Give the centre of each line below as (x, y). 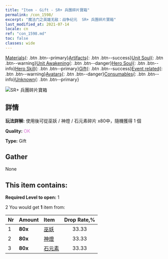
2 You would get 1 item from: (35, 208)
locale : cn (17, 29)
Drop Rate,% (80, 220)
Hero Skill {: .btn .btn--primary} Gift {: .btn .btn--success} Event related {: (89, 68)
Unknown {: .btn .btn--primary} (47, 79)
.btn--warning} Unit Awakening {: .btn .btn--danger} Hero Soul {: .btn (75, 63)
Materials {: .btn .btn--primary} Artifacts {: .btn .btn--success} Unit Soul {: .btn (85, 58)
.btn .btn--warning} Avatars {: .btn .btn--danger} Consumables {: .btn (76, 74)
